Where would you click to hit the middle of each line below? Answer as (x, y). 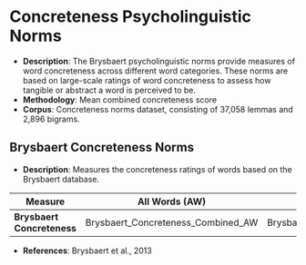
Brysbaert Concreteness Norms (102, 147)
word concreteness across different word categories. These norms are (155, 71)
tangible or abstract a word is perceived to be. (109, 90)
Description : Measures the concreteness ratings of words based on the (158, 169)
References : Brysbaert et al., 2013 (87, 250)
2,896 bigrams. (51, 119)
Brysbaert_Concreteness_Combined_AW (172, 222)
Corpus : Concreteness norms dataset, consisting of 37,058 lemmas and (158, 109)
